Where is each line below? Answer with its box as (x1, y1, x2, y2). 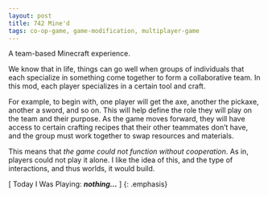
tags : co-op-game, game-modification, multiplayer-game (8, 27, 200, 35)
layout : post (8, 11, 52, 20)
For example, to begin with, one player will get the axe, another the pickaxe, (8, 97, 259, 107)
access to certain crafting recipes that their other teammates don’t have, (8, 122, 248, 133)
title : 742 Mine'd (8, 19, 70, 27)
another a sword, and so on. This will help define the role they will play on (8, 105, 252, 115)
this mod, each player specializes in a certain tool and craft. (8, 81, 206, 91)
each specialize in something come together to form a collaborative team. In (8, 73, 261, 83)
